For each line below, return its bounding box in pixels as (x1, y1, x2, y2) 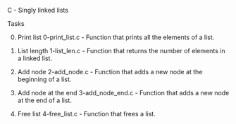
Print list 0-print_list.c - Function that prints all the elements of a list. (17, 33, 215, 41)
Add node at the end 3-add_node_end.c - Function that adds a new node (17, 89, 230, 97)
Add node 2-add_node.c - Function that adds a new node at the (17, 68, 203, 76)
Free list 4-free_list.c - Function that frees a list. (17, 110, 156, 118)
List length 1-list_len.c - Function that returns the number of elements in (17, 47, 225, 55)
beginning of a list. (17, 75, 72, 83)
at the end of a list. (17, 96, 73, 104)
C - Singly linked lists (7, 6, 69, 14)
